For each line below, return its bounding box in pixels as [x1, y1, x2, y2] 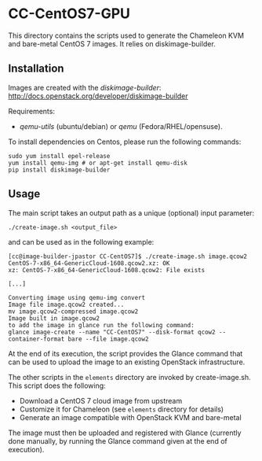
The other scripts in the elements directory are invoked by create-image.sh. [8, 372, 251, 382]
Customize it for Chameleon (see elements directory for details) [19, 404, 224, 414]
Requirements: [8, 106, 55, 116]
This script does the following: [8, 381, 106, 390]
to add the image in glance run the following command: [8, 321, 195, 329]
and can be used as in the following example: [8, 237, 155, 246]
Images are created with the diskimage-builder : [8, 83, 162, 92]
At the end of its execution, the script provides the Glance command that [8, 349, 243, 358]
